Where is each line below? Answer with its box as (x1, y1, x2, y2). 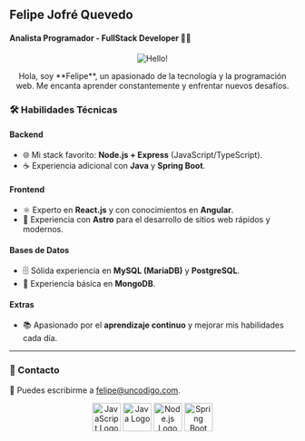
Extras (9, 299, 34, 309)
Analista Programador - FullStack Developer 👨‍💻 (9, 32, 192, 44)
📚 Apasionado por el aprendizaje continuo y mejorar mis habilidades (22, 319, 284, 330)
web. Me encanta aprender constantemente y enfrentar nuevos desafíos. (15, 80, 290, 91)
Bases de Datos (9, 244, 70, 255)
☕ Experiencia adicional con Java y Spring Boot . (22, 160, 206, 171)
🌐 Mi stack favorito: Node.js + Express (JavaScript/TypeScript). (22, 149, 263, 160)
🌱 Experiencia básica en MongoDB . (22, 279, 156, 289)
